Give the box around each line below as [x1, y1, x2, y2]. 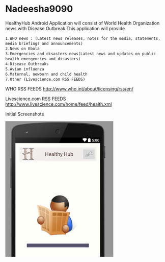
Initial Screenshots [5, 111, 44, 117]
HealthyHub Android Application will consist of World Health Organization [5, 20, 160, 26]
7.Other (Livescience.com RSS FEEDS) [5, 77, 86, 82]
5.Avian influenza [5, 66, 44, 72]
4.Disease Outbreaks [5, 61, 49, 66]
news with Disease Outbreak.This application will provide [5, 25, 125, 31]
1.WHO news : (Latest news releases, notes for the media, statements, [5, 36, 160, 41]
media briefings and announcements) [5, 41, 83, 46]
